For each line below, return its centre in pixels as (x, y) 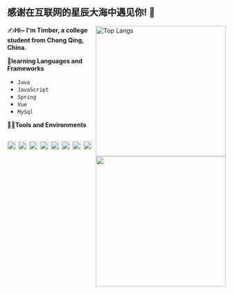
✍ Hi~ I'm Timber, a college (48, 30)
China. (17, 47)
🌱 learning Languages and (45, 60)
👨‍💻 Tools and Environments (47, 124)
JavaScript (33, 90)
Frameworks (26, 68)
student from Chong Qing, (46, 40)
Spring (27, 97)
